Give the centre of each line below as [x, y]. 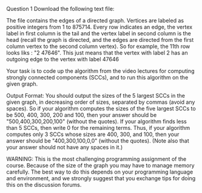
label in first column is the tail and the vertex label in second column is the [99, 33]
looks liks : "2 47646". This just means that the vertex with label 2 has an [97, 53]
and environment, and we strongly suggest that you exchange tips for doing [101, 178]
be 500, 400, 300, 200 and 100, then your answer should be [82, 115]
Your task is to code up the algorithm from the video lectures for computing [100, 71]
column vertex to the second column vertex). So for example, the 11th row [98, 46]
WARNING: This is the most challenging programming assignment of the [96, 159]
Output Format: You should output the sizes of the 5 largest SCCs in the [96, 96]
